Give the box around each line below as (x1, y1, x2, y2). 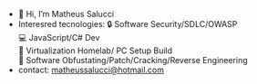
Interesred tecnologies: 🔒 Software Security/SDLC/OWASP (17, 19, 238, 29)
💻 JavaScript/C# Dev (17, 33, 100, 42)
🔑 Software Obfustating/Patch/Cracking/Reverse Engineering (17, 55, 248, 65)
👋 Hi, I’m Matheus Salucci (17, 9, 115, 19)
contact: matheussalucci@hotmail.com (17, 64, 165, 75)
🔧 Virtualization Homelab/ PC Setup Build (17, 45, 173, 56)
